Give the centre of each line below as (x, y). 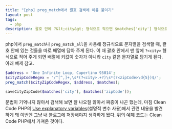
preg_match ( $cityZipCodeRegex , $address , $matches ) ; (63, 82)
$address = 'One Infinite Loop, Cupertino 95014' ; (60, 73)
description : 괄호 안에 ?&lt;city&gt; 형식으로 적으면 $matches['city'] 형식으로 (87, 29)
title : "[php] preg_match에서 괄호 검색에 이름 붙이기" (60, 10)
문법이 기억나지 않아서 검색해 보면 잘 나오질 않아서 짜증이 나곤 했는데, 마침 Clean (86, 102)
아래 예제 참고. (20, 63)
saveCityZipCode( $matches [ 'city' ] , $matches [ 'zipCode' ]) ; (68, 92)
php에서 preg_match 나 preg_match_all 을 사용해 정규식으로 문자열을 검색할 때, (83, 44)
